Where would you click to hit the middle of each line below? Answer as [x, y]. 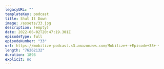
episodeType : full [24, 37]
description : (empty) [27, 28]
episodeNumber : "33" [26, 41]
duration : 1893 [20, 55]
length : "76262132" [25, 50]
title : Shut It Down [26, 18]
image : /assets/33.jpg [28, 23]
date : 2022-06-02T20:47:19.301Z [38, 32]
